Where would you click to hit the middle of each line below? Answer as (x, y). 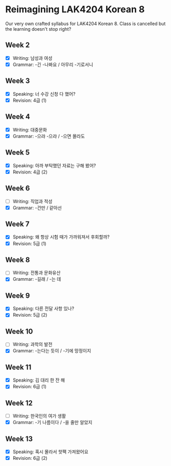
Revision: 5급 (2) (30, 315)
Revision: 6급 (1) (30, 387)
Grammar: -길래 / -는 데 (37, 279)
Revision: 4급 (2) (30, 172)
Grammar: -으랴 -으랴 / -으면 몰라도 (49, 136)
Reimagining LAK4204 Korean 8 (75, 9)
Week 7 (17, 224)
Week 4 (18, 117)
